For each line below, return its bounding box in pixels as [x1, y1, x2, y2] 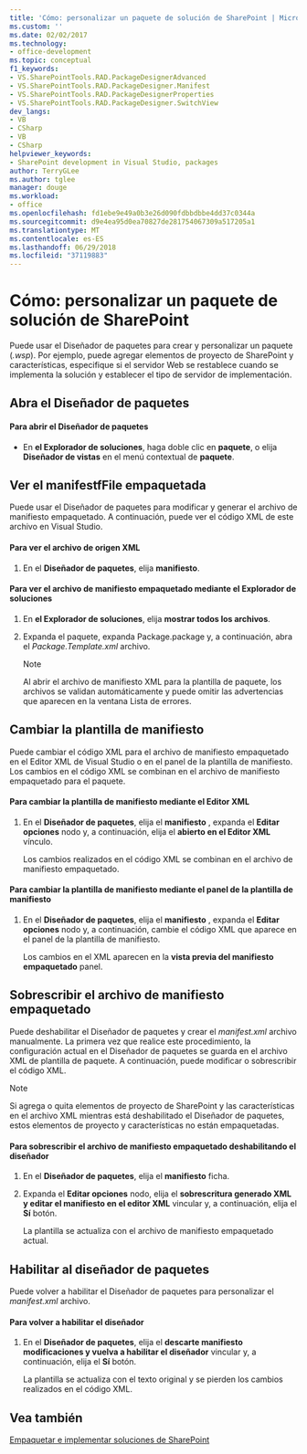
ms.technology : [9, 38, 68, 48]
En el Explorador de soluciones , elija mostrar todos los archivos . [22, 613, 271, 624]
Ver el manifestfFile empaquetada [9, 478, 207, 493]
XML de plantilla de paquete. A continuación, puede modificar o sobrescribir [9, 1055, 297, 1066]
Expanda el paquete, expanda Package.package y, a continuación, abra [22, 631, 293, 642]
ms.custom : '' [9, 22, 64, 31]
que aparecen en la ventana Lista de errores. [22, 695, 192, 706]
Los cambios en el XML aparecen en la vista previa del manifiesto [22, 952, 274, 963]
